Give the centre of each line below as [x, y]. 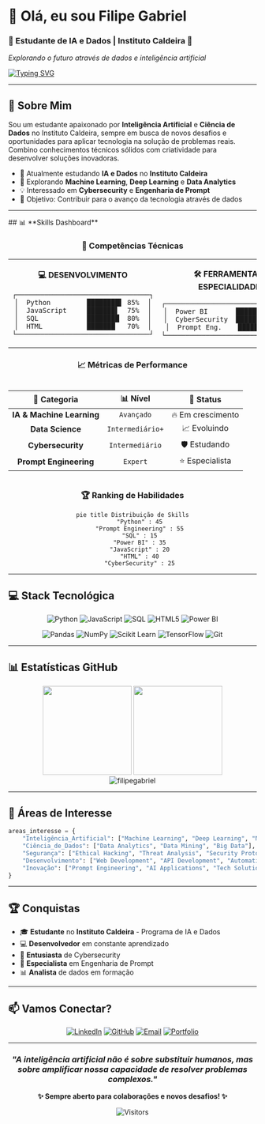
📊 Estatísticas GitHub [63, 668]
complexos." [132, 1079]
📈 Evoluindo [205, 428]
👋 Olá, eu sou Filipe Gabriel [97, 16]
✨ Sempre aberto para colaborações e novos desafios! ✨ [132, 1096]
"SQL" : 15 [140, 536]
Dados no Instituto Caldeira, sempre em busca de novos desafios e [118, 133]
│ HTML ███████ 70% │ [83, 326]
